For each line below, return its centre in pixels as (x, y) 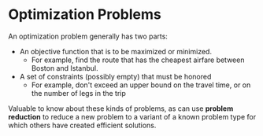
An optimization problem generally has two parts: (88, 36)
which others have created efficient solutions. (82, 125)
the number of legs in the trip (78, 93)
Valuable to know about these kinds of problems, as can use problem (121, 108)
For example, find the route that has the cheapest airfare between (138, 60)
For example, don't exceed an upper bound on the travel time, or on (141, 85)
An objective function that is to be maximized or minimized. (116, 51)
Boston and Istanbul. (65, 68)
